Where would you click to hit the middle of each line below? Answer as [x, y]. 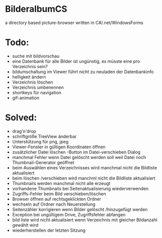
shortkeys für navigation [37, 92]
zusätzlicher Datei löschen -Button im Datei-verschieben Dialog [76, 152]
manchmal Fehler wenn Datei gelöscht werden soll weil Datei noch [79, 157]
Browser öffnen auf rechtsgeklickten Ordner [57, 199]
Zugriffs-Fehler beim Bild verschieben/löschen [59, 194]
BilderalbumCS [36, 9]
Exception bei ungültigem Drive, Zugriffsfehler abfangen [69, 214]
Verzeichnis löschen [33, 82]
